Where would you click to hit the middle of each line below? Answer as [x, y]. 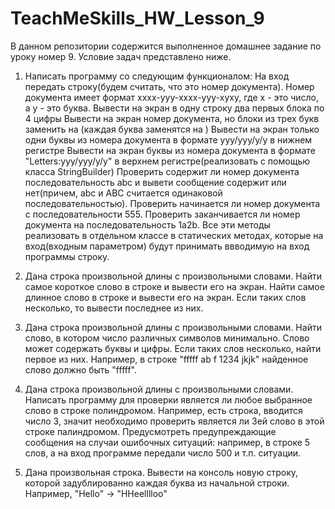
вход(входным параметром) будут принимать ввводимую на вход [167, 246]
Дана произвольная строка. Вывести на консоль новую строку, [161, 472]
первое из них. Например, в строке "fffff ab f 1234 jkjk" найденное [166, 359]
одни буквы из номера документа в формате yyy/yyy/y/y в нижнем [168, 139]
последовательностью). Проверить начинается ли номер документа [172, 203]
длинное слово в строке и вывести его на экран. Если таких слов [165, 297]
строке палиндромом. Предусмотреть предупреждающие [150, 431]
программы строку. [67, 256]
